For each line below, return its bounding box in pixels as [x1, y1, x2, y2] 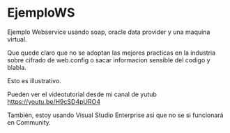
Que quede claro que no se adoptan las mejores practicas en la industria [7, 48, 216, 57]
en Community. [7, 118, 51, 126]
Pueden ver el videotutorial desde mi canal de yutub [7, 90, 157, 98]
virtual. [7, 35, 27, 43]
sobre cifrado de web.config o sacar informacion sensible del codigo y [7, 55, 210, 64]
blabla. [7, 63, 26, 71]
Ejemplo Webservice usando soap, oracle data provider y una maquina [7, 28, 210, 36]
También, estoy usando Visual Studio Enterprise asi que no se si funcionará [7, 111, 224, 119]
